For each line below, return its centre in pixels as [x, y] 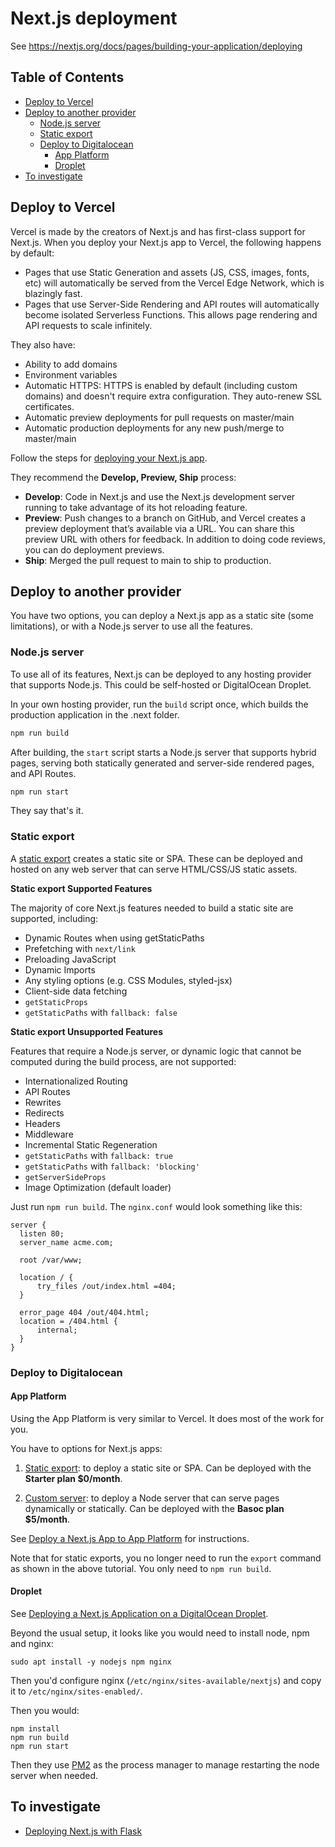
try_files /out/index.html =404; [106, 1286]
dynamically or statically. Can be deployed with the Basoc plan [154, 1508]
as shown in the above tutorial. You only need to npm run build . [141, 1568]
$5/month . [47, 1519]
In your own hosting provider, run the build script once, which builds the [159, 704]
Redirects [44, 1113]
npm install [35, 1729]
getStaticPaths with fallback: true [98, 1155]
